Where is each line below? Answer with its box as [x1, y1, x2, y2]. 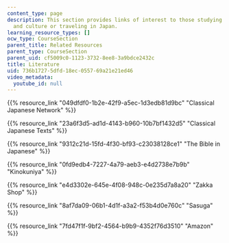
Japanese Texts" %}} [7, 127, 68, 135]
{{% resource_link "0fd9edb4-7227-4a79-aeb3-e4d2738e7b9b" [7, 160, 190, 168]
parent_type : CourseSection [7, 49, 88, 55]
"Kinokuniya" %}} [7, 168, 57, 176]
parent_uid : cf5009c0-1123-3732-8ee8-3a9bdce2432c [7, 55, 155, 62]
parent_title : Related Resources [7, 42, 103, 49]
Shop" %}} [7, 188, 38, 196]
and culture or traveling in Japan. [13, 23, 118, 29]
